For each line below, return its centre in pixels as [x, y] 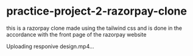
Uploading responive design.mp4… [50, 46]
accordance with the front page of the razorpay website [76, 34]
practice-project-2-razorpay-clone [97, 11]
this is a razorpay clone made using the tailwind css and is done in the [94, 28]
